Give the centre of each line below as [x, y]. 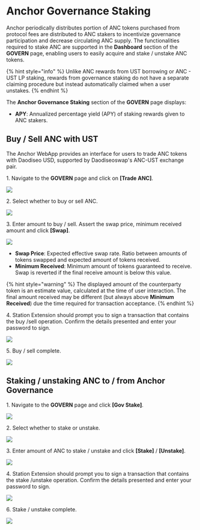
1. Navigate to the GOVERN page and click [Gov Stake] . [75, 405]
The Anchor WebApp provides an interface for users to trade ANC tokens [97, 153]
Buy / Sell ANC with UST [52, 139]
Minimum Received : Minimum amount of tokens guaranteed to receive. [103, 266]
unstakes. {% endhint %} [37, 90]
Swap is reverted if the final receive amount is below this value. [93, 273]
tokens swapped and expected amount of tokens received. [88, 259]
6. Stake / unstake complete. [41, 509]
